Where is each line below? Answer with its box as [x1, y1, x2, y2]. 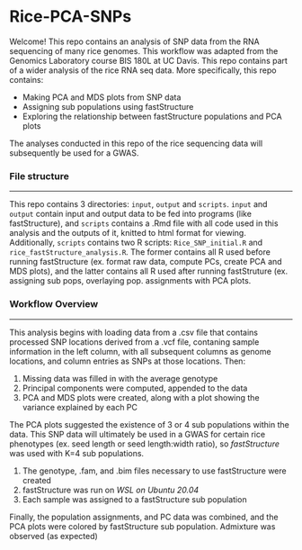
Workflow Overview [9, 298, 99, 311]
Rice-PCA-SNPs [9, 6, 132, 27]
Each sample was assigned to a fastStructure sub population [22, 493, 247, 505]
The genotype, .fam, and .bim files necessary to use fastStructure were [22, 465, 287, 476]
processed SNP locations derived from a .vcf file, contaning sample [9, 336, 260, 347]
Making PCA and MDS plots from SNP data [22, 92, 182, 103]
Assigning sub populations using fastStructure [22, 101, 194, 112]
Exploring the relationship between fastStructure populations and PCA [22, 111, 282, 122]
